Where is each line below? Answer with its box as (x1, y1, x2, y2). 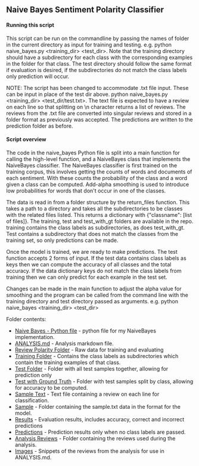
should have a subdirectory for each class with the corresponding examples (6, 54, 193, 61)
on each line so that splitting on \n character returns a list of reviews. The (6, 103, 186, 110)
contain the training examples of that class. (14, 359, 121, 366)
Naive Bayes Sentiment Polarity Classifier (6, 5, 164, 15)
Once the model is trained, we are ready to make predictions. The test (6, 248, 178, 255)
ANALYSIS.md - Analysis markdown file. (14, 340, 114, 347)
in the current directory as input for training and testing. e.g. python (6, 41, 172, 48)
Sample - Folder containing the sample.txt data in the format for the (14, 403, 181, 410)
